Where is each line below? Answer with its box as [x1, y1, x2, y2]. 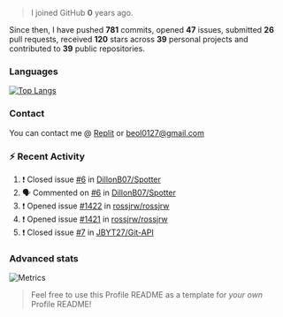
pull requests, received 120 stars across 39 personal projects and [9, 34, 249, 44]
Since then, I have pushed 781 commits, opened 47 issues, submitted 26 [9, 25, 274, 34]
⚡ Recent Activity [9, 150, 86, 162]
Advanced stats [9, 252, 79, 264]
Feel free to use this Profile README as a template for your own [30, 290, 264, 300]
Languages [9, 65, 59, 78]
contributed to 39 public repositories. [9, 43, 146, 54]
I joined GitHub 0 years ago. [30, 8, 134, 18]
